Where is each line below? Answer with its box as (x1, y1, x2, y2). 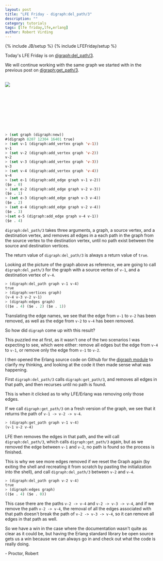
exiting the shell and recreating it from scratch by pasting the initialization (5, 464, 152, 469)
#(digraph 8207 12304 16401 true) (5, 137, 75, 142)
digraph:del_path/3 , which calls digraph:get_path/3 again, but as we (5, 439, 143, 445)
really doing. (5, 541, 30, 547)
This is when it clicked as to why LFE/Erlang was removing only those (5, 391, 144, 397)
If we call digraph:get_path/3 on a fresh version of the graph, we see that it (5, 405, 156, 411)
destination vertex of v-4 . (5, 272, 55, 278)
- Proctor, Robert (5, 551, 39, 556)
